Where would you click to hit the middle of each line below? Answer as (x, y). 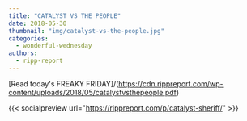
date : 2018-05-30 (38, 23)
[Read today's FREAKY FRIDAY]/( (64, 83)
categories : (28, 38)
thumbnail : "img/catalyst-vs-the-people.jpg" (86, 31)
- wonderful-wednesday (54, 46)
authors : (23, 53)
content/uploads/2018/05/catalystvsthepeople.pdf (92, 92)
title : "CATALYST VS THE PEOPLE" (65, 16)
